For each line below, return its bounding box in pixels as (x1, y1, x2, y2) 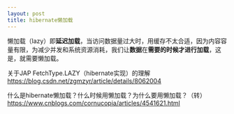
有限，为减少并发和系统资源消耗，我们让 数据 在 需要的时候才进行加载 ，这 (13, 45, 221, 54)
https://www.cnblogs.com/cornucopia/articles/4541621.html (7, 99, 180, 107)
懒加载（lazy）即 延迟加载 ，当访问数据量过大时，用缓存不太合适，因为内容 (7, 36, 221, 45)
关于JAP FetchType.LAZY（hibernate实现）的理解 (7, 69, 151, 77)
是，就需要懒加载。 (7, 54, 63, 63)
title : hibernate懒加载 (7, 17, 73, 24)
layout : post (7, 10, 45, 17)
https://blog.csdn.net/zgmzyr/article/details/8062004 (7, 76, 162, 85)
